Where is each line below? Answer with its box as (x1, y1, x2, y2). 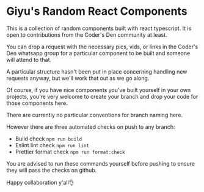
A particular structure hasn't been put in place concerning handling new (6, 67, 188, 75)
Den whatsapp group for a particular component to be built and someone (6, 49, 191, 56)
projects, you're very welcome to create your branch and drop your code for (6, 93, 199, 100)
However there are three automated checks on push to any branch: (6, 123, 175, 130)
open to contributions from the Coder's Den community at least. (6, 31, 167, 38)
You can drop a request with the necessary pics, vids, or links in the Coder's (6, 43, 199, 50)
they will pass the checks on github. (6, 166, 97, 174)
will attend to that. (6, 56, 52, 63)
